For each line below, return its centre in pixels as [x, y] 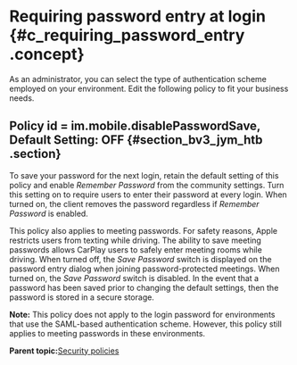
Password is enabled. [49, 213]
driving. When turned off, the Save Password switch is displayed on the [140, 259]
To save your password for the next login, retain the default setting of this [144, 175]
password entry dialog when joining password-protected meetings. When [144, 269]
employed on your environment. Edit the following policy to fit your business [149, 88]
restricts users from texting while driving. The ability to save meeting [135, 240]
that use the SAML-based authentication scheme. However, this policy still [146, 324]
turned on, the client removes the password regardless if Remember [135, 203]
